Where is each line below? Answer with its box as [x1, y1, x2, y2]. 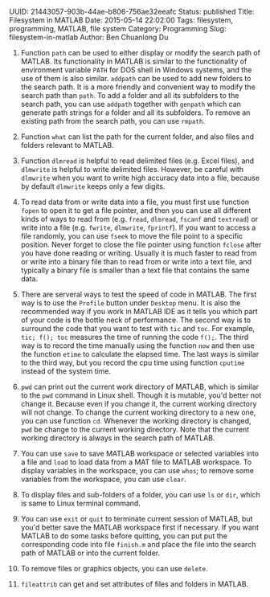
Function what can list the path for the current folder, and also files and [20, 132, 255, 141]
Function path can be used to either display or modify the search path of [20, 48, 260, 57]
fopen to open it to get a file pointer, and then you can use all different [20, 206, 252, 215]
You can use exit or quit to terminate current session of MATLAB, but [20, 514, 253, 523]
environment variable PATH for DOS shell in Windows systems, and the [20, 65, 252, 75]
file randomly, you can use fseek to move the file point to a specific [20, 231, 243, 240]
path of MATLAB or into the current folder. [20, 548, 160, 558]
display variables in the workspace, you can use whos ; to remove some [20, 466, 255, 475]
